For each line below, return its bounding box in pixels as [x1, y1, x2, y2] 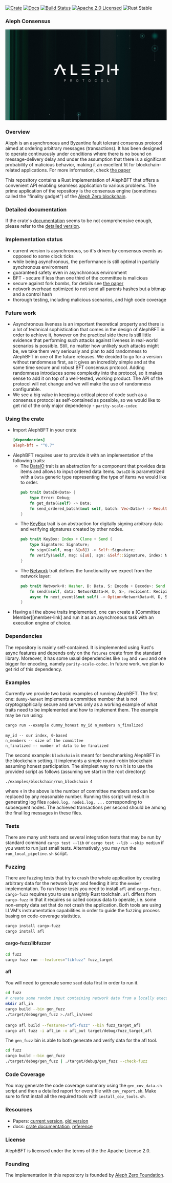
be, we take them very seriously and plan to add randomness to [12, 348, 147, 354]
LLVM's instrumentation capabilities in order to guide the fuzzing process [5, 908, 160, 914]
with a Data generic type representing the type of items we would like [20, 474, 167, 480]
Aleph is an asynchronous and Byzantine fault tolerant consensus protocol [5, 140, 162, 146]
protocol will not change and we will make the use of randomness [12, 380, 152, 386]
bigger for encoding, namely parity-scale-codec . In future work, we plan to [5, 660, 164, 666]
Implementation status [5, 236, 63, 243]
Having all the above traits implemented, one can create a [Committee [12, 609, 160, 615]
